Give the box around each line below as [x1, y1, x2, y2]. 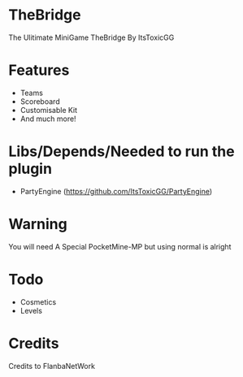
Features [8, 61, 70, 80]
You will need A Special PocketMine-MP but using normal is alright [8, 241, 232, 251]
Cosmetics [20, 297, 57, 306]
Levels [20, 305, 43, 315]
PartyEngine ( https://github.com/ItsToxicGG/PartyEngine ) [20, 186, 213, 196]
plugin [8, 160, 53, 178]
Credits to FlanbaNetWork [8, 361, 96, 370]
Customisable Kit [20, 105, 78, 115]
